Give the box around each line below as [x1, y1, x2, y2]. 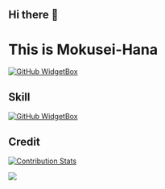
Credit [8, 134, 40, 149]
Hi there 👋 [8, 8, 59, 22]
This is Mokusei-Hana [8, 40, 159, 59]
